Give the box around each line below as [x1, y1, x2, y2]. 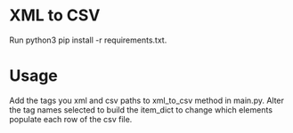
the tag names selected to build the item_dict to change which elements [9, 104, 273, 115]
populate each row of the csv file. [9, 113, 133, 124]
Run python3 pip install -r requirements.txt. [9, 35, 167, 45]
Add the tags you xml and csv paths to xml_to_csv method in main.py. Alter [9, 95, 285, 106]
